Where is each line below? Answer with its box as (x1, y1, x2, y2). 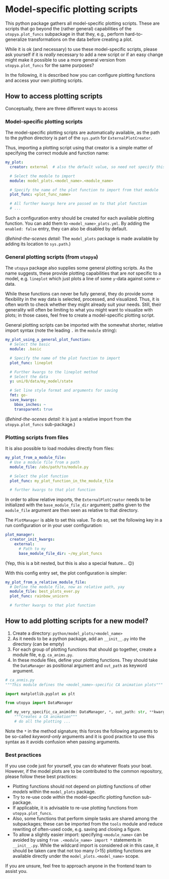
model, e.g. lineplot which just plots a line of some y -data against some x (5, 276, 159, 282)
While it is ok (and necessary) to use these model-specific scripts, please (5, 46, 157, 52)
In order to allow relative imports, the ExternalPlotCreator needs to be (5, 496, 151, 503)
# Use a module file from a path (10, 459, 80, 465)
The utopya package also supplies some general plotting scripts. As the (5, 265, 153, 271)
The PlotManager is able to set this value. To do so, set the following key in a (5, 517, 162, 523)
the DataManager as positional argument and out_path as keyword (12, 662, 147, 668)
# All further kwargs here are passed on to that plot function (10, 201, 147, 206)
